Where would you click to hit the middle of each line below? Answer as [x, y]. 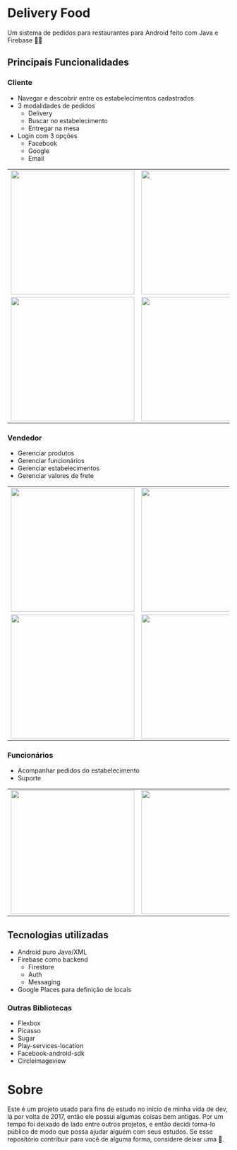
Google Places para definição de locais [74, 990]
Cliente [20, 83]
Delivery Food [49, 13]
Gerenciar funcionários [51, 460]
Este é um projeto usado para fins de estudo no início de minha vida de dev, [117, 1109]
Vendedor [25, 438]
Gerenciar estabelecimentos [59, 468]
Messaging [44, 982]
